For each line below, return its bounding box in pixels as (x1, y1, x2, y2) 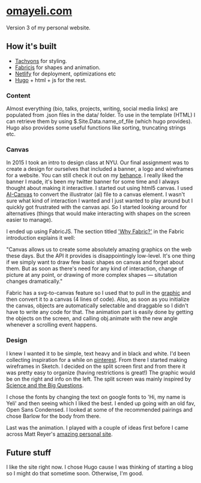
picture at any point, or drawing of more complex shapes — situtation (6, 271, 178, 279)
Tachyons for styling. (14, 57, 67, 64)
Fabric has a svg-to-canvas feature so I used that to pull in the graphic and (6, 289, 191, 297)
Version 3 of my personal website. (6, 24, 91, 31)
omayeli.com (6, 4, 73, 18)
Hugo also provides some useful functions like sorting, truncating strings (6, 124, 186, 131)
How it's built (6, 41, 57, 52)
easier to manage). (6, 216, 53, 224)
